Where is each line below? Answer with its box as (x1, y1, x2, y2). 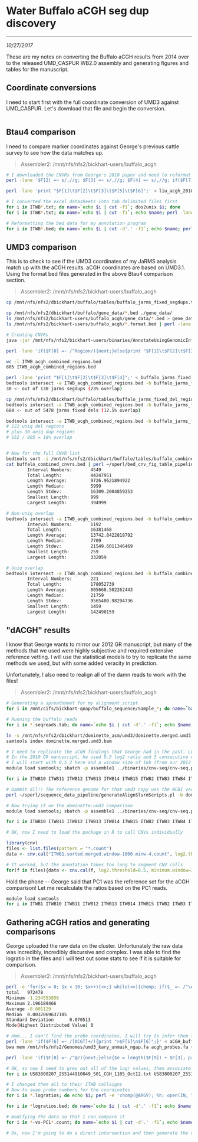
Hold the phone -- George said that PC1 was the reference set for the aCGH (6, 878, 190, 885)
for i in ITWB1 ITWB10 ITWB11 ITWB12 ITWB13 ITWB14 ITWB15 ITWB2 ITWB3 (6, 901, 186, 907)
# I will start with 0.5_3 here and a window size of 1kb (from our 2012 (6, 760, 192, 766)
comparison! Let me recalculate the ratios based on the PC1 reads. (6, 884, 168, 891)
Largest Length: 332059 (27, 554, 107, 560)
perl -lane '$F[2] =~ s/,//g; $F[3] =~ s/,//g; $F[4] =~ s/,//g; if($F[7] (6, 177, 194, 184)
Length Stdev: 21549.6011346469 (27, 543, 133, 549)
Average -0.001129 (6, 1006, 51, 1012)
